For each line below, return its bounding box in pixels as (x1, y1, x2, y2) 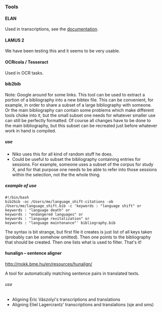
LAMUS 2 (5, 37, 24, 43)
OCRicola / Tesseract (5, 59, 48, 65)
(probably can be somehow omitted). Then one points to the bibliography (5, 234, 151, 240)
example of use (5, 183, 37, 188)
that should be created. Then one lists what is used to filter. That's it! (5, 239, 142, 245)
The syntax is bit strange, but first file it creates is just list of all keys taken (5, 229, 152, 234)
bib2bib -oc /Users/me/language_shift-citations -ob (5, 199, 114, 204)
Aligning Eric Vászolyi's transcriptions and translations (12, 296, 120, 302)
